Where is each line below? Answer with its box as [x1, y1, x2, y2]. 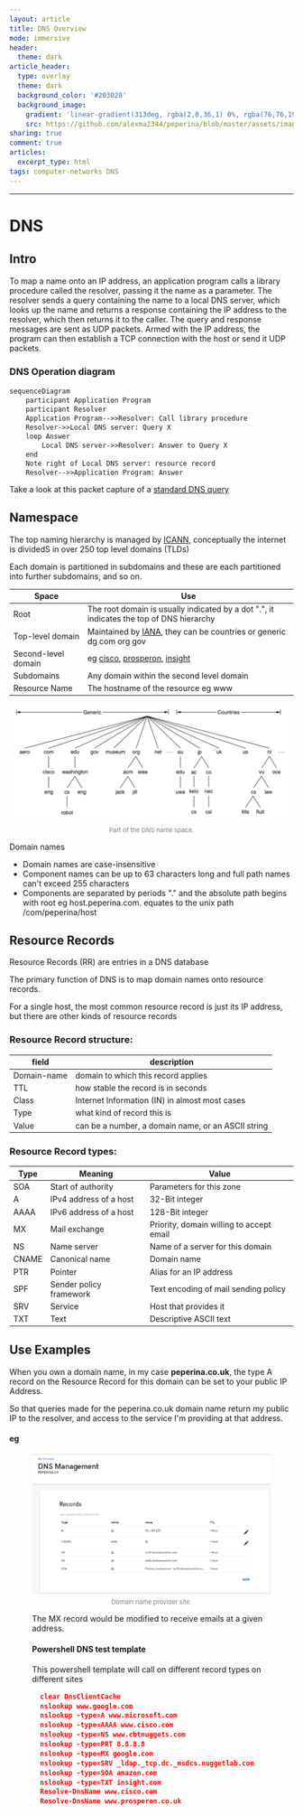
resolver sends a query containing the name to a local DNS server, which [9, 295, 280, 305]
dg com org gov [87, 635, 147, 646]
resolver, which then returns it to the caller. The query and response [9, 313, 262, 324]
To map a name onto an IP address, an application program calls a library [9, 276, 281, 286]
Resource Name [13, 683, 73, 694]
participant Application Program [25, 396, 151, 405]
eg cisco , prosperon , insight [87, 653, 191, 664]
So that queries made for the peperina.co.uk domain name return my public [9, 1403, 289, 1414]
